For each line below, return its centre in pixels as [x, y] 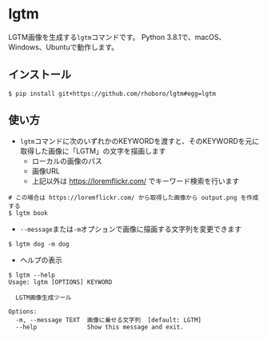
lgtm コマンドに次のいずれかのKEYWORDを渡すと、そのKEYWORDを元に [139, 141]
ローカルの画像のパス [67, 161]
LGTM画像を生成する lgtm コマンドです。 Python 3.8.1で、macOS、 [117, 37]
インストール [40, 75]
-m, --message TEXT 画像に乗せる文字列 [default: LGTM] [109, 320]
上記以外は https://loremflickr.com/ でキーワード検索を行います [135, 181]
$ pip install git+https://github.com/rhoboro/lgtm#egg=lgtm [112, 94]
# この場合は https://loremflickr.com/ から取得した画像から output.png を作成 [133, 197]
